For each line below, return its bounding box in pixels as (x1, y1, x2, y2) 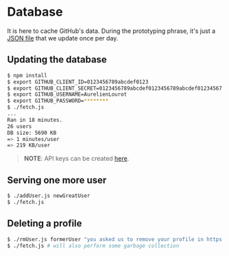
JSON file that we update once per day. (7, 34, 119, 42)
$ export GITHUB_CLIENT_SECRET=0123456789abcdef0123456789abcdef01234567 (7, 85, 223, 92)
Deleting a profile (7, 218, 82, 229)
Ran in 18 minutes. (7, 116, 63, 123)
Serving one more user (7, 174, 107, 185)
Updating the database (7, 54, 108, 66)
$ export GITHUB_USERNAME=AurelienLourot (7, 91, 128, 98)
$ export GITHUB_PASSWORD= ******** (7, 97, 109, 105)
